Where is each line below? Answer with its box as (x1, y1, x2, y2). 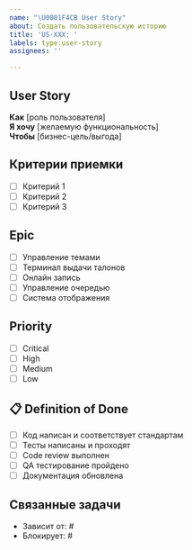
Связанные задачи (9, 497, 121, 512)
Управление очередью (22, 282, 110, 293)
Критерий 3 (22, 201, 67, 212)
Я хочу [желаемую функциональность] (9, 121, 159, 131)
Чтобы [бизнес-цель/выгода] (9, 131, 122, 141)
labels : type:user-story (9, 38, 102, 48)
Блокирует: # (22, 530, 74, 541)
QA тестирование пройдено (22, 460, 130, 471)
